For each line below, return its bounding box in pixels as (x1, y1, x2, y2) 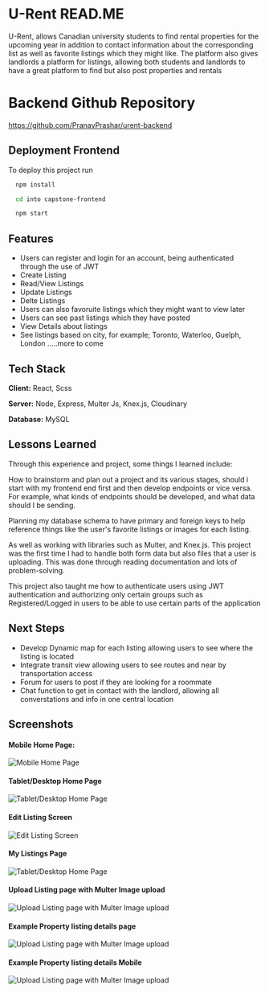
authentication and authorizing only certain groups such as (8, 589, 203, 599)
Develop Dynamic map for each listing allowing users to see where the (19, 642, 254, 652)
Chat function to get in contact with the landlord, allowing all (19, 685, 219, 696)
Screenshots (8, 717, 74, 731)
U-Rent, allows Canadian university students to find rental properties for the (8, 31, 259, 41)
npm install (15, 180, 56, 189)
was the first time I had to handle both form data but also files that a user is (8, 548, 257, 558)
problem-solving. (8, 565, 66, 575)
